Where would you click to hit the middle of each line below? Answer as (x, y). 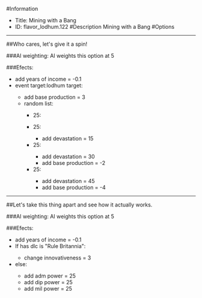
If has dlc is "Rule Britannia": (50, 246)
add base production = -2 (74, 163)
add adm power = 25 (50, 276)
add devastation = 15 (68, 138)
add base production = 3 (54, 97)
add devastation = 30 (68, 157)
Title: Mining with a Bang (46, 20)
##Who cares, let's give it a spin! (47, 44)
